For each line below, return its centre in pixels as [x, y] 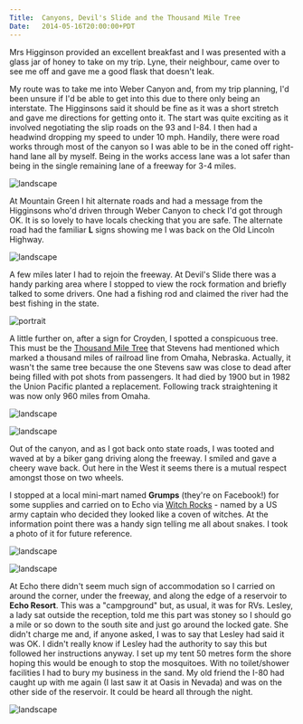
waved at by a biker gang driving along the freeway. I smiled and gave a [143, 458]
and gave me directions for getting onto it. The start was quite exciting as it [149, 118]
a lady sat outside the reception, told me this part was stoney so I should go [151, 614]
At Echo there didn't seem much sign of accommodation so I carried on [142, 586]
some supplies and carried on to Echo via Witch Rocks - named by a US [143, 504]
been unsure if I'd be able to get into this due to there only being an [135, 98]
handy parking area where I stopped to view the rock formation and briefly [148, 284]
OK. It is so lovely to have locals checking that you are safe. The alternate [146, 220]
